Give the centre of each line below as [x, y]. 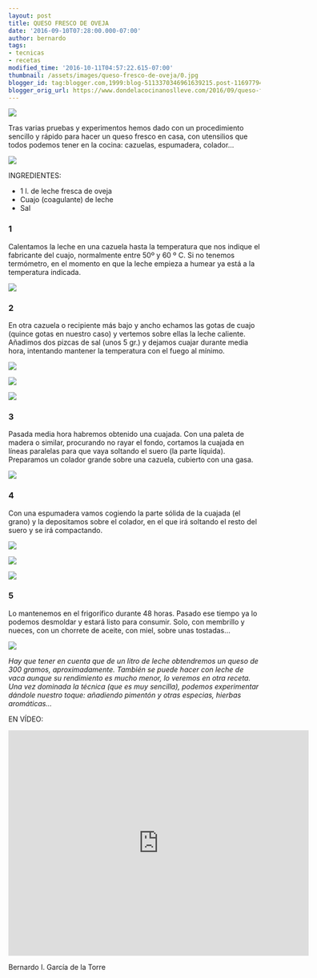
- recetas [25, 61]
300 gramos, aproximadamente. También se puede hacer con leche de [126, 669]
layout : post [30, 16]
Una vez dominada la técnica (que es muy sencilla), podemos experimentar [134, 686]
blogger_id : [28, 83]
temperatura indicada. [45, 272]
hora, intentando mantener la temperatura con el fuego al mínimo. [117, 350]
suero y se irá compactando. [55, 530]
